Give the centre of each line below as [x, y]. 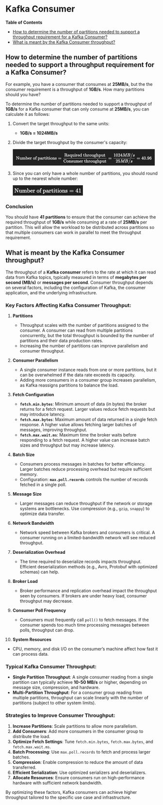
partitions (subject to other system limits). [54, 703]
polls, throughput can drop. [47, 630]
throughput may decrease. [46, 601]
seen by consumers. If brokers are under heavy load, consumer [83, 596]
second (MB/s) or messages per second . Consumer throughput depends [79, 282]
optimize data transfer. [42, 514]
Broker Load [25, 581]
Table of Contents [24, 22]
